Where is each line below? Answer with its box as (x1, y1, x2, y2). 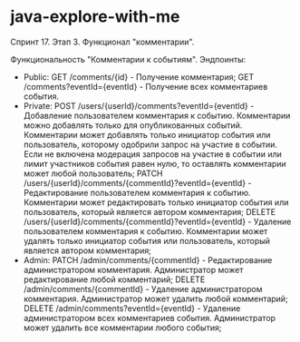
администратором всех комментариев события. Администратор (23, 312, 276, 323)
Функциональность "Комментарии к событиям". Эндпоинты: (10, 54, 247, 64)
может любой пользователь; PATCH (23, 168, 163, 179)
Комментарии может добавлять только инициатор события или (23, 129, 271, 140)
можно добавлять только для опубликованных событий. (23, 120, 243, 131)
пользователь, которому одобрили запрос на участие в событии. (23, 139, 278, 150)
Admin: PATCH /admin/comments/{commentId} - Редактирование (23, 254, 273, 265)
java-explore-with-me (10, 6, 180, 27)
